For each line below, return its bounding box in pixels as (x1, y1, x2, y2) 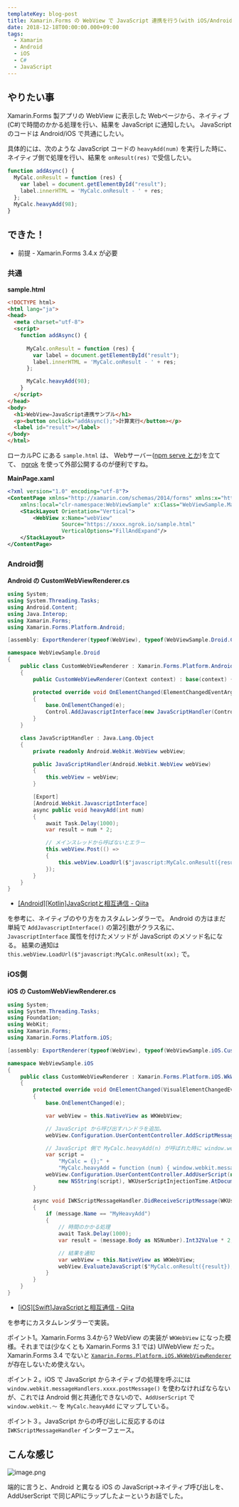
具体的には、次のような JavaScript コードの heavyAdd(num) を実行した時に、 (7, 144, 230, 153)
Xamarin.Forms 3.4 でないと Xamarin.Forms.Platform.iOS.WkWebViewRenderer (7, 1351, 232, 1359)
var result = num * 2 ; (45, 826, 113, 834)
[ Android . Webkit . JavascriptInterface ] (33, 799, 148, 807)
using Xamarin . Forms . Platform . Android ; (7, 624, 126, 631)
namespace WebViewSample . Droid (7, 649, 100, 656)
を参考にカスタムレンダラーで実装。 (7, 1318, 114, 1326)
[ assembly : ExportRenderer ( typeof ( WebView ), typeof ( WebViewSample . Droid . (7, 637, 231, 644)
